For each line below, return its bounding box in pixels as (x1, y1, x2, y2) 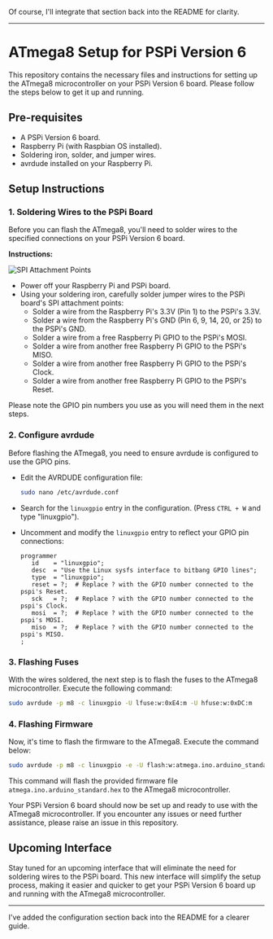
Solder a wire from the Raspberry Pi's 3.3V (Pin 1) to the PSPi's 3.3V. (32, 307, 262, 317)
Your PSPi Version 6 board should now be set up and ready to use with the (8, 800, 258, 810)
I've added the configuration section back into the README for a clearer (8, 912, 250, 922)
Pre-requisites (8, 111, 83, 125)
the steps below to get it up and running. (8, 87, 145, 97)
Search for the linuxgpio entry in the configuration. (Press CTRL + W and (19, 502, 262, 512)
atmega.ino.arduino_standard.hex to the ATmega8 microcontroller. (8, 784, 231, 794)
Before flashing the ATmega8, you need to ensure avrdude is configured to (8, 448, 258, 458)
